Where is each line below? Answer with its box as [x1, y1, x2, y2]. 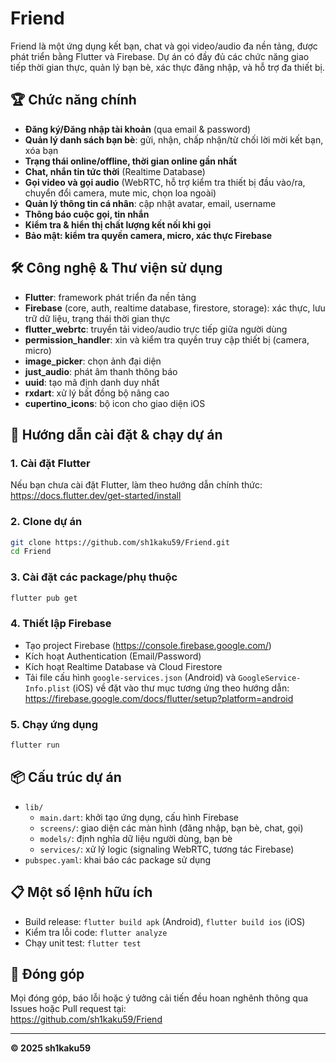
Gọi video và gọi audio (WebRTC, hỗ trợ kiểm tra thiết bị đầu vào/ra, [24, 176, 306, 188]
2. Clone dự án [10, 515, 83, 529]
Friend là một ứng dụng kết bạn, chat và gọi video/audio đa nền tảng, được [10, 40, 318, 52]
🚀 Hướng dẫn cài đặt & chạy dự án [10, 426, 223, 443]
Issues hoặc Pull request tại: [10, 1003, 127, 1015]
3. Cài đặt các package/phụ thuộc [10, 570, 178, 584]
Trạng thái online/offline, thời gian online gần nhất [24, 155, 238, 167]
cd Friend [10, 547, 52, 557]
